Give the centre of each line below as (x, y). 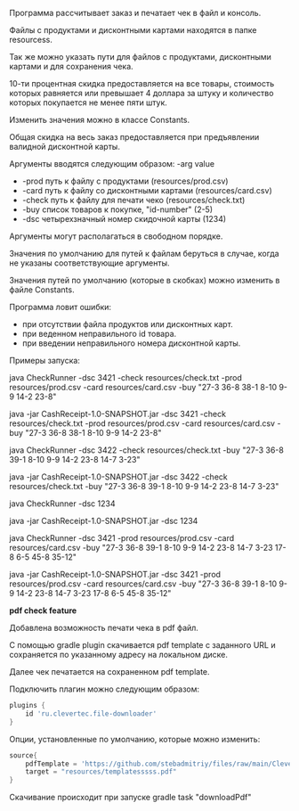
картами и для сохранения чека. (71, 66)
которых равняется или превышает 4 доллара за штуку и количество (141, 93)
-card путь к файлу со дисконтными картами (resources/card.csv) (147, 190)
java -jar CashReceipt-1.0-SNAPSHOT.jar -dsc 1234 (104, 521)
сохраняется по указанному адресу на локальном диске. (119, 655)
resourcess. (31, 40)
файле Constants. (42, 290)
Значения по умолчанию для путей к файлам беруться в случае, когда (144, 254)
